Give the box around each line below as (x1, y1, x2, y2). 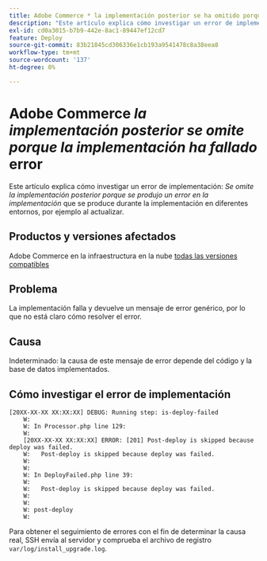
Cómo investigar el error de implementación (9, 387, 231, 401)
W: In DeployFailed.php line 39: (23, 470, 134, 479)
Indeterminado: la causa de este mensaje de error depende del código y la (9, 356, 253, 366)
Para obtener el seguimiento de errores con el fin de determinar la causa (9, 526, 246, 536)
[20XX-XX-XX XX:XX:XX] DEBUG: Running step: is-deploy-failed (9, 408, 219, 416)
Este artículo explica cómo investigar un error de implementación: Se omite (9, 181, 254, 191)
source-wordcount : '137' (9, 56, 91, 64)
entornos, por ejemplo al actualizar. (9, 207, 124, 216)
